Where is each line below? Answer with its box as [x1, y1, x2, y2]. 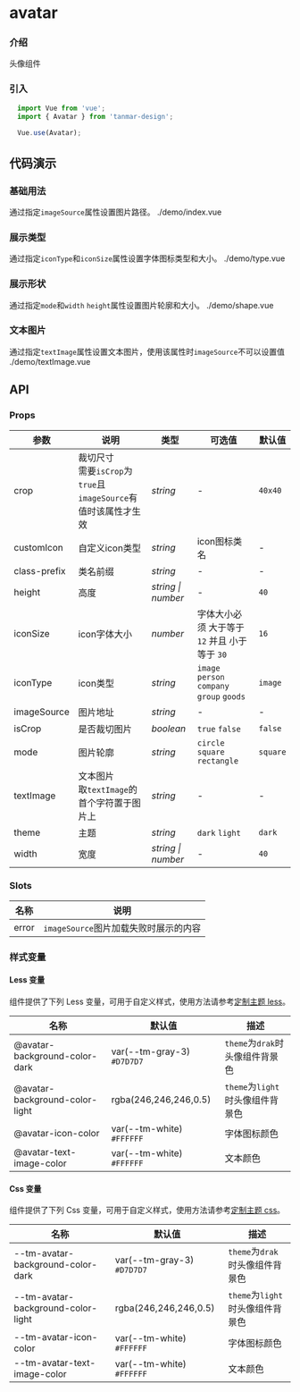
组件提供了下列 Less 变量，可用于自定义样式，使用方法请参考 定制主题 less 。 [9, 996, 291, 1007]
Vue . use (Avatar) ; [17, 129, 82, 138]
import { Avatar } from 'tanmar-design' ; [17, 112, 174, 121]
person [196, 671, 225, 682]
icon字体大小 [78, 628, 132, 640]
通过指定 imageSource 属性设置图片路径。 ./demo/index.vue [9, 207, 222, 217]
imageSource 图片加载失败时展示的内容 [43, 922, 202, 934]
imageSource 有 [78, 491, 138, 503]
